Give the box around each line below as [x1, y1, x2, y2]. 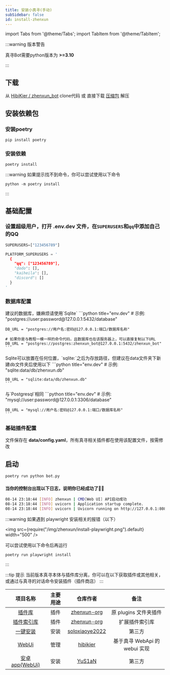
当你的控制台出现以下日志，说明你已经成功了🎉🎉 [5, 485, 105, 491]
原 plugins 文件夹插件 [111, 608, 162, 616]
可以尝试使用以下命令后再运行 [5, 542, 67, 548]
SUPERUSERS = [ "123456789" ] [5, 242, 60, 248]
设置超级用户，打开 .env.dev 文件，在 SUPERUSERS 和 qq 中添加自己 [5, 223, 160, 230]
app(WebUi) [11, 661, 40, 668]
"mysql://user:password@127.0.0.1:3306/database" [5, 397, 112, 403]
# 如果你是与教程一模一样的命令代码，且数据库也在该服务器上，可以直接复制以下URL [5, 336, 156, 342]
